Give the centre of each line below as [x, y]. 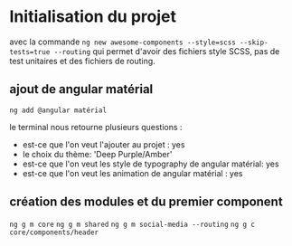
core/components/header [54, 232]
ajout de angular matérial [81, 89]
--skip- [254, 43]
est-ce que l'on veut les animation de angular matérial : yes [132, 173]
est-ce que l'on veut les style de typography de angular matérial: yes [151, 164]
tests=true [30, 52]
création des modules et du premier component [146, 202]
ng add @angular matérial [58, 110]
